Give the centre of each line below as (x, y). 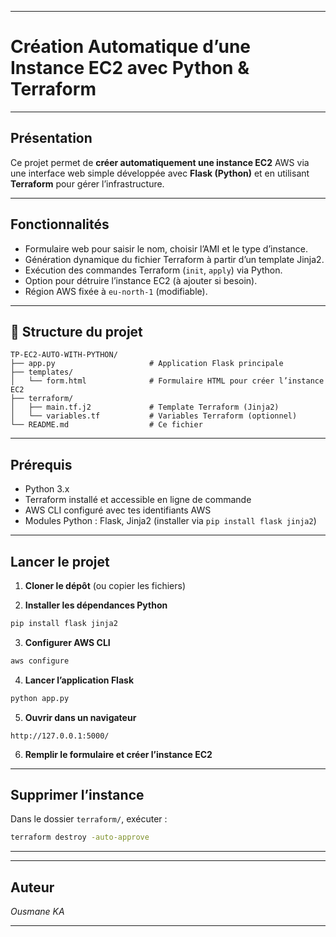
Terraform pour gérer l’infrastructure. (87, 183)
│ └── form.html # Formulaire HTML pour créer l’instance (167, 381)
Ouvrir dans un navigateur (80, 717)
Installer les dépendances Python (96, 605)
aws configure (40, 661)
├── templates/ (42, 372)
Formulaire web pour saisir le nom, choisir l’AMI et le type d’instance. (166, 248)
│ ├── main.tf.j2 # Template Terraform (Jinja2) (145, 407)
